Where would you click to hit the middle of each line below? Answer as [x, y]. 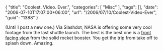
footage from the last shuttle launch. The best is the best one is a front [78, 32]
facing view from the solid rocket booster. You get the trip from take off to [81, 38]
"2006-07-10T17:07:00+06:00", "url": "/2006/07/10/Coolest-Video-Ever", [81, 12]
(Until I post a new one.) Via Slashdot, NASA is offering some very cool [78, 27]
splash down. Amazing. [29, 43]
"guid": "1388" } [22, 18]
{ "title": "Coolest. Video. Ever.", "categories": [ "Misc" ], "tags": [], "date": [82, 7]
